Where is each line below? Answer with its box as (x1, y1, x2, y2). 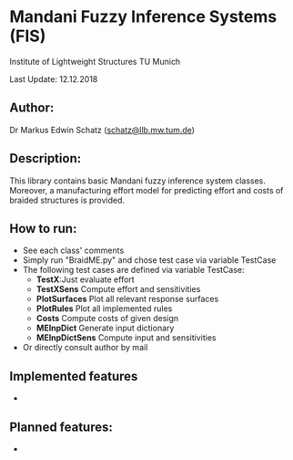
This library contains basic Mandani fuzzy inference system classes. (9, 175, 267, 186)
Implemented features (9, 368, 138, 384)
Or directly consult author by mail (22, 342, 148, 353)
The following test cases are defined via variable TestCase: (22, 265, 245, 276)
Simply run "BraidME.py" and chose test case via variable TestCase (22, 255, 277, 266)
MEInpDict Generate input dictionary (35, 322, 175, 334)
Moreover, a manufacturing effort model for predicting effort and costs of (9, 184, 284, 195)
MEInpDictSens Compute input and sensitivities (35, 332, 217, 343)
